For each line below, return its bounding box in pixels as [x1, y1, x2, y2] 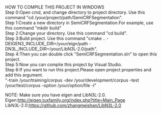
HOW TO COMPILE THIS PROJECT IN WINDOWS [5, 4, 105, 10]
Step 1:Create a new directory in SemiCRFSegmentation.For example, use [5, 20, 154, 26]
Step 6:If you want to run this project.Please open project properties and [5, 67, 152, 73]
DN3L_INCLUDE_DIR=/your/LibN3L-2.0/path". [5, 46, 98, 52]
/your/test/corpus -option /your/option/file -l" [5, 83, 97, 88]
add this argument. [5, 72, 43, 78]
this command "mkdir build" [5, 25, 62, 31]
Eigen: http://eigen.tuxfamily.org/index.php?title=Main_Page [5, 97, 125, 103]
